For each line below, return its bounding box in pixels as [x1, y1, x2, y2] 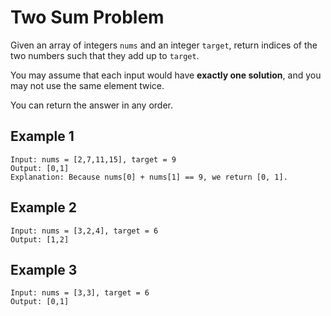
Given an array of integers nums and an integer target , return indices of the [10, 39, 318, 51]
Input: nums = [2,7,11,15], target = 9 [10, 154, 177, 165]
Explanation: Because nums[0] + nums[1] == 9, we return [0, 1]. [10, 172, 288, 182]
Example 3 [10, 261, 78, 278]
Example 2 [10, 199, 77, 216]
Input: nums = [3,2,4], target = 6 [10, 226, 159, 236]
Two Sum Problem [10, 6, 165, 29]
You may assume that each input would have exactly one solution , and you [10, 69, 322, 81]
